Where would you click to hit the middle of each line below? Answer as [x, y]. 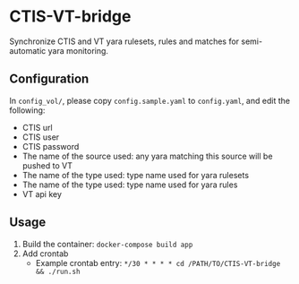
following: [27, 110]
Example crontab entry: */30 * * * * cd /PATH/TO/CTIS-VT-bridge [158, 262]
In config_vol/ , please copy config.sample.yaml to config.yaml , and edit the [150, 100]
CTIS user [41, 137]
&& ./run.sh [58, 271]
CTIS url [37, 127]
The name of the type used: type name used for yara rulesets [135, 175]
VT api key [42, 194]
